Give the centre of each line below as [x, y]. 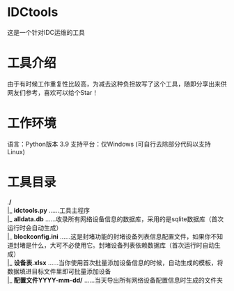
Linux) [16, 151]
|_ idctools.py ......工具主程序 [49, 210]
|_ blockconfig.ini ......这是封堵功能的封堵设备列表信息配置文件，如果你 [109, 236]
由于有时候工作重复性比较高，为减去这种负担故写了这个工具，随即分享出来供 [117, 84]
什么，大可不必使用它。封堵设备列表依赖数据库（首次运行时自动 [123, 245]
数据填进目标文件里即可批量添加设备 [59, 271]
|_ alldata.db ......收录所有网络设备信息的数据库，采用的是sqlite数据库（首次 [116, 219]
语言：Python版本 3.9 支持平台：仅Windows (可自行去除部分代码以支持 [109, 144]
